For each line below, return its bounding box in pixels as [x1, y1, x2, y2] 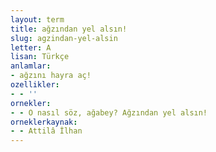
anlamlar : [10, 61, 52, 71]
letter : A [10, 42, 52, 53]
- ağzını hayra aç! [10, 71, 92, 81]
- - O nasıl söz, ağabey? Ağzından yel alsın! [10, 107, 208, 118]
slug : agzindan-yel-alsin [10, 33, 118, 43]
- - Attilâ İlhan [10, 126, 83, 136]
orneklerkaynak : [10, 117, 78, 127]
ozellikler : [10, 80, 60, 90]
